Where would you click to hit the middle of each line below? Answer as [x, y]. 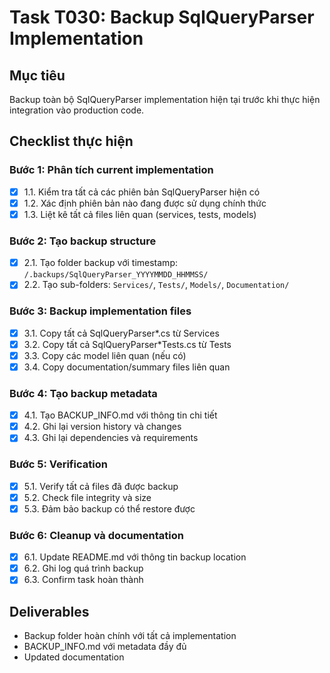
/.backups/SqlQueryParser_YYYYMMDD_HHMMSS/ [116, 275]
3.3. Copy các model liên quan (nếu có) [105, 355]
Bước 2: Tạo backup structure [83, 241]
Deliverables [49, 611]
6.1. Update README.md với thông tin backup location [135, 557]
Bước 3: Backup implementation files [100, 311]
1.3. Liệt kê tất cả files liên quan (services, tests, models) [140, 214]
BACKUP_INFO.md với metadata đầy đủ [105, 647]
